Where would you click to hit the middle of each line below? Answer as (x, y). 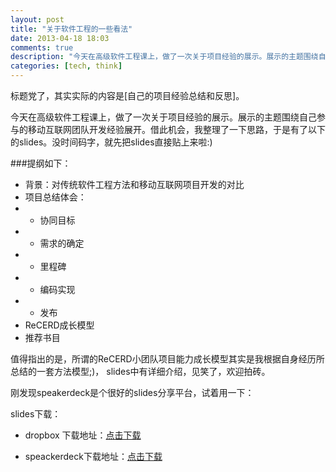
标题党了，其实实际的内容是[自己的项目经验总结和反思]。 (127, 95)
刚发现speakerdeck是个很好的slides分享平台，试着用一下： (132, 392)
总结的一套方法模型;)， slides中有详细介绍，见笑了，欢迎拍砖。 (140, 371)
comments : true (42, 47)
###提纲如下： (41, 163)
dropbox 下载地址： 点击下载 (83, 435)
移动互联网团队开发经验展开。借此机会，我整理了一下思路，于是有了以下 (176, 129)
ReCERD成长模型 (59, 325)
